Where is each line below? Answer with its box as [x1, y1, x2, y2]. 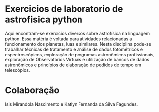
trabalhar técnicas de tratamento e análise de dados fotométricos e [5, 46, 143, 52]
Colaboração [5, 85, 60, 96]
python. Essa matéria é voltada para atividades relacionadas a [5, 36, 132, 42]
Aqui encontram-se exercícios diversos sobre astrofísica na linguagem [5, 30, 150, 36]
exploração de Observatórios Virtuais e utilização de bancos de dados [5, 56, 150, 62]
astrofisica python [5, 14, 83, 25]
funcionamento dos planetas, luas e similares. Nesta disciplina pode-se [5, 41, 152, 47]
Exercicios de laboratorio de [5, 3, 123, 15]
